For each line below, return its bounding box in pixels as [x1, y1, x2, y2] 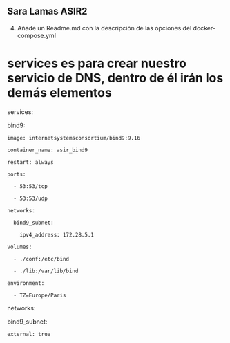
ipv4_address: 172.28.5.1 [19, 231, 95, 238]
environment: [7, 279, 45, 286]
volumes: [7, 243, 32, 250]
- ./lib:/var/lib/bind [13, 268, 79, 275]
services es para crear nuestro [7, 55, 186, 71]
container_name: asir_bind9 [7, 147, 88, 154]
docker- [193, 24, 216, 32]
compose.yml [17, 31, 57, 39]
